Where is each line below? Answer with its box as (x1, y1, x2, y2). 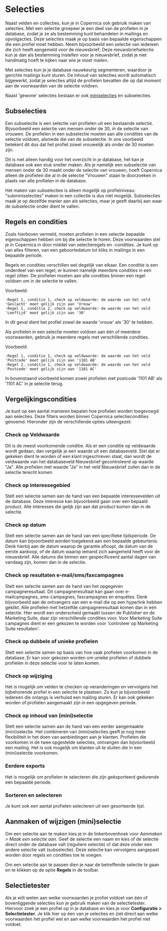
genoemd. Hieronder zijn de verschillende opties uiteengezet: (5, 419, 132, 425)
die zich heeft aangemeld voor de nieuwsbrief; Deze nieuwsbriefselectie (5, 46, 154, 52)
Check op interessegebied (5, 481, 71, 488)
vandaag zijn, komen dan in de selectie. (5, 559, 87, 565)
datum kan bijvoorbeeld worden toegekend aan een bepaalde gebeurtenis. (5, 538, 159, 544)
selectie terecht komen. (5, 469, 54, 475)
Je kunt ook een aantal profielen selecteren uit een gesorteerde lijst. (5, 803, 146, 809)
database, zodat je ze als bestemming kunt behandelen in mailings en (5, 30, 148, 36)
